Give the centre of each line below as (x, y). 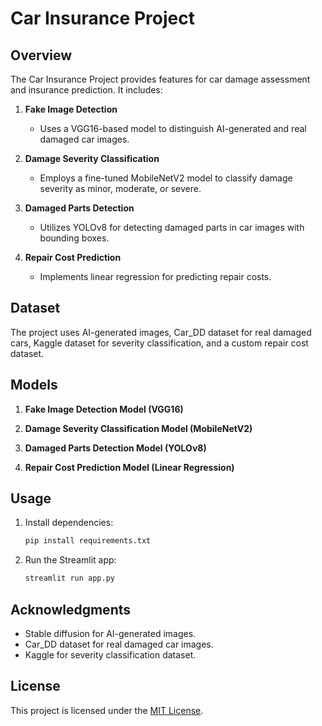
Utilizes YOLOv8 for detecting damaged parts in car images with (172, 227)
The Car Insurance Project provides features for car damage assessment (160, 79)
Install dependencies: (69, 523)
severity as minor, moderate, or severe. (120, 188)
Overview (41, 55)
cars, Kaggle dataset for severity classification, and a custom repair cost (159, 343)
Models (34, 385)
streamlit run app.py (69, 578)
